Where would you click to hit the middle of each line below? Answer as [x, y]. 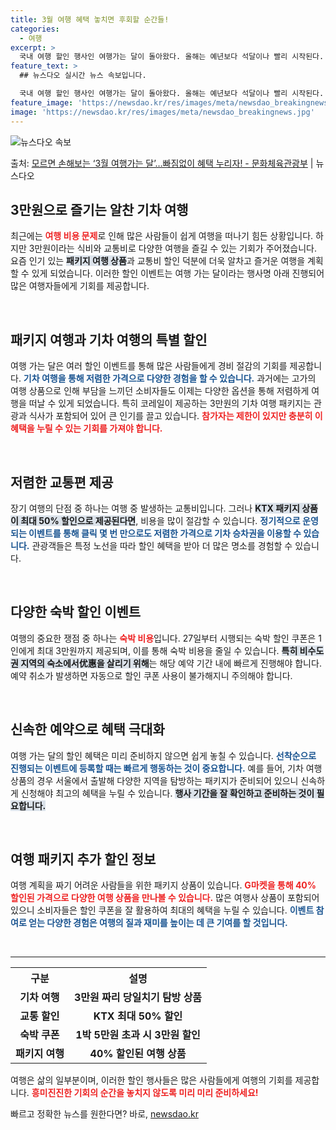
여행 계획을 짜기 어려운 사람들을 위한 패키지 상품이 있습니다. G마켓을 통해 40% [163, 885]
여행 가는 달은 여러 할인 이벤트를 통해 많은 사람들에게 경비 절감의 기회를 [149, 366]
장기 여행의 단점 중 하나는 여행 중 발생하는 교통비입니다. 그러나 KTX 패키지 [155, 508]
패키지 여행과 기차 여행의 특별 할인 [109, 339]
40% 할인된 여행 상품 [138, 1054]
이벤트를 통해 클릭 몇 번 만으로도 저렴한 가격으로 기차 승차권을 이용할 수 [165, 533]
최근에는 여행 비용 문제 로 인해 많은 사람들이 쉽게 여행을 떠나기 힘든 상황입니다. [162, 236]
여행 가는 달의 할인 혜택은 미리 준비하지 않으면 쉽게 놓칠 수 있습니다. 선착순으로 [163, 755]
